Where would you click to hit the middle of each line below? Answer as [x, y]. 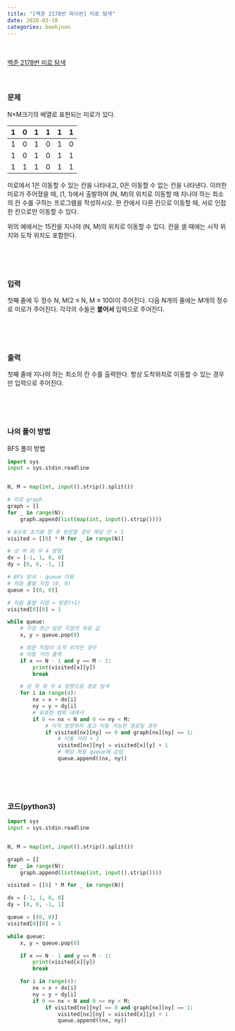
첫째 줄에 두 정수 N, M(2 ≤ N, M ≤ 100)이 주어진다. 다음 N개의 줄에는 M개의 [111, 300]
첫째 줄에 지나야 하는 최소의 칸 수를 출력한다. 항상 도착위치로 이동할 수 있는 [109, 374]
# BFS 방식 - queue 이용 [41, 577]
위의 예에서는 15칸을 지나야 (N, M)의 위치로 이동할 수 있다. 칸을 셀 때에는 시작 [113, 226]
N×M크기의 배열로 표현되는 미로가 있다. [62, 114]
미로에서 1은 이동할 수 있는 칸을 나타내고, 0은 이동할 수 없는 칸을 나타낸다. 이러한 [117, 185]
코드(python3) [32, 806]
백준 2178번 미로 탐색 [37, 63]
